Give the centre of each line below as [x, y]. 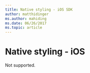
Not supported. [20, 65]
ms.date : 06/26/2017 [26, 23]
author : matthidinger [27, 14]
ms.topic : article [24, 28]
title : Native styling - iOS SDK [39, 9]
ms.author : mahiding [26, 18]
